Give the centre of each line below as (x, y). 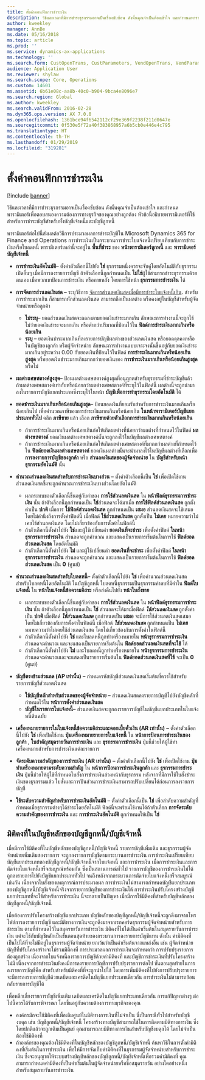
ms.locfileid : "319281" (37, 148)
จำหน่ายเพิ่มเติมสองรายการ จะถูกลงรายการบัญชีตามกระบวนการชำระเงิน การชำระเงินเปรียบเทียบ (100, 855)
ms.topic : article (30, 40)
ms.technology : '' (30, 57)
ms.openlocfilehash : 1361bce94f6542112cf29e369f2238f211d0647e (89, 120)
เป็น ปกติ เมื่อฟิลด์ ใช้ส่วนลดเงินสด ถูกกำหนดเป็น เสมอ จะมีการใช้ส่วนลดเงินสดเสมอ (108, 616)
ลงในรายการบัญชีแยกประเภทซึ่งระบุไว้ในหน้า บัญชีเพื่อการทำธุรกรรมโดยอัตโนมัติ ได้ (98, 392)
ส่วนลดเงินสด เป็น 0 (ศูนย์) (53, 564)
